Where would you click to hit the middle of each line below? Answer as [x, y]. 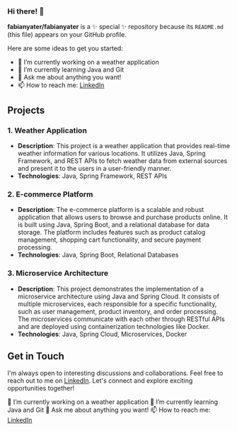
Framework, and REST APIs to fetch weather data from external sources [122, 161]
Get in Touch [36, 356]
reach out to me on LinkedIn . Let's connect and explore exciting [100, 381]
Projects [26, 110]
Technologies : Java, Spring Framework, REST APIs [92, 176]
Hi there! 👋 [26, 11]
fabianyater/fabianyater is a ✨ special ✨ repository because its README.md [116, 27]
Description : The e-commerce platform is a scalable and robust [111, 210]
